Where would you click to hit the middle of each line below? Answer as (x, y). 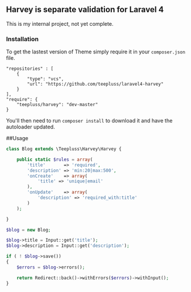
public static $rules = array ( (55, 159)
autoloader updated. (31, 127)
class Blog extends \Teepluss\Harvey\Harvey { (64, 149)
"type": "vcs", (46, 79)
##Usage (17, 138)
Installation (23, 39)
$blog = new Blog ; (28, 230)
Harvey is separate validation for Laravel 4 (85, 10)
